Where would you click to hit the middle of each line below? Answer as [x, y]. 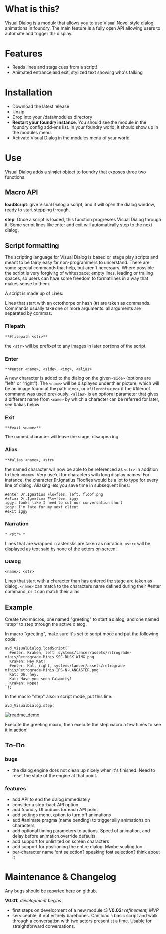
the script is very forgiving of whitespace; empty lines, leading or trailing [79, 273]
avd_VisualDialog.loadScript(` [37, 648]
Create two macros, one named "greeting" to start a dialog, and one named [82, 619]
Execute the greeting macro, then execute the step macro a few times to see [83, 724]
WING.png [85, 657]
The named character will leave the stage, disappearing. [62, 437]
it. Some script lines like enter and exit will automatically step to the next [79, 225]
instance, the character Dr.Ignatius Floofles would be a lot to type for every [82, 480]
